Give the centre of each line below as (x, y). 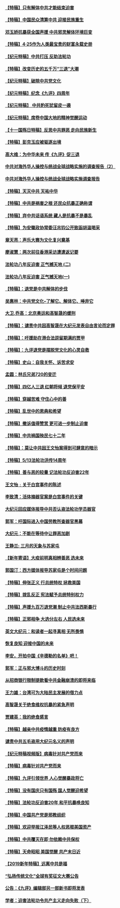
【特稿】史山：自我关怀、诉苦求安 (40, 362)
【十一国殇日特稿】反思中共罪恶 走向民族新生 (51, 130)
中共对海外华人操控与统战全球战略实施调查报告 (52, 178)
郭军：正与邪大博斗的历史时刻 (35, 668)
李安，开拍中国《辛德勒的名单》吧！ (42, 656)
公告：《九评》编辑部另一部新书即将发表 (45, 888)
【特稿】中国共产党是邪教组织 (35, 815)
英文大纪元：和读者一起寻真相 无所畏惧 (45, 631)
